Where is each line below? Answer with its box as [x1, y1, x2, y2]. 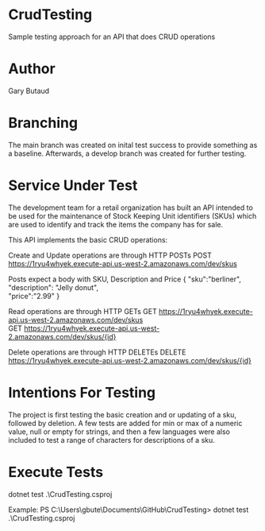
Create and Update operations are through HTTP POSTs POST [8, 250, 213, 260]
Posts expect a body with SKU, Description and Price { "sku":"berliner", [8, 274, 242, 284]
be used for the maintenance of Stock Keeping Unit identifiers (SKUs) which [8, 211, 257, 220]
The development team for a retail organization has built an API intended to [8, 203, 254, 212]
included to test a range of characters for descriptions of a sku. [8, 435, 216, 444]
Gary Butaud [8, 86, 50, 95]
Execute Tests [8, 463, 104, 481]
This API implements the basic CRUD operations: [8, 234, 168, 244]
